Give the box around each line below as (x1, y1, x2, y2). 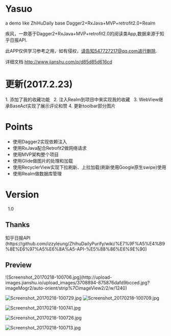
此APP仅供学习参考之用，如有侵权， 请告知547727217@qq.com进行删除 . (5, 48, 157, 54)
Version (5, 189, 39, 200)
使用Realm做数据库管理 (12, 170, 62, 176)
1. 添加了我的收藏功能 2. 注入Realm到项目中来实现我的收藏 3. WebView (5, 96, 159, 102)
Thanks (5, 220, 30, 229)
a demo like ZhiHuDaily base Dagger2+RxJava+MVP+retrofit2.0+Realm (5, 20, 156, 26)
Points (5, 121, 33, 133)
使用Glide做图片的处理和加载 (12, 158, 73, 164)
